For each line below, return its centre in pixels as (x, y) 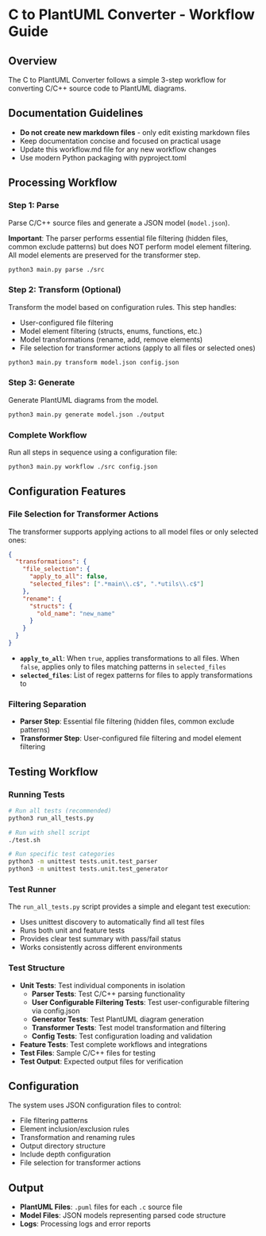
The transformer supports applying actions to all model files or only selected (133, 531)
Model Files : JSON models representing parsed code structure (123, 1215)
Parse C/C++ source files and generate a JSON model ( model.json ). (119, 222)
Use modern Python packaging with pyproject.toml (103, 157)
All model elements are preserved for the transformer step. (104, 255)
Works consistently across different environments (101, 948)
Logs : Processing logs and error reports (85, 1224)
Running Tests (37, 794)
